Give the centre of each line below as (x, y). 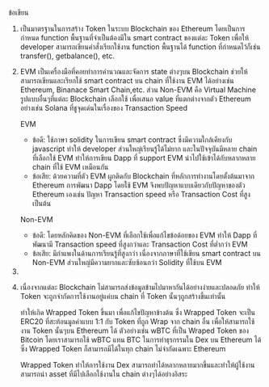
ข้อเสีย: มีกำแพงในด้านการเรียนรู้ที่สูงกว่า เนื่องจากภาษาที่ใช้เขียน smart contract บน (146, 253)
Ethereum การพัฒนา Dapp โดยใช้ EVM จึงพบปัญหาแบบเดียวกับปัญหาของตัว (139, 185)
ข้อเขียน (19, 13)
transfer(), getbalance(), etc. (67, 56)
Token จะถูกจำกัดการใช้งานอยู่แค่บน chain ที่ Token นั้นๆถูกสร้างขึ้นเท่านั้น (123, 296)
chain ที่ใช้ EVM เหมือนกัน (70, 167)
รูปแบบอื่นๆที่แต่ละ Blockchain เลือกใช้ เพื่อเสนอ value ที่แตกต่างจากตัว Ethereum (136, 99)
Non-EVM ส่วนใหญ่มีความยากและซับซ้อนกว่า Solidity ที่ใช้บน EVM (127, 262)
